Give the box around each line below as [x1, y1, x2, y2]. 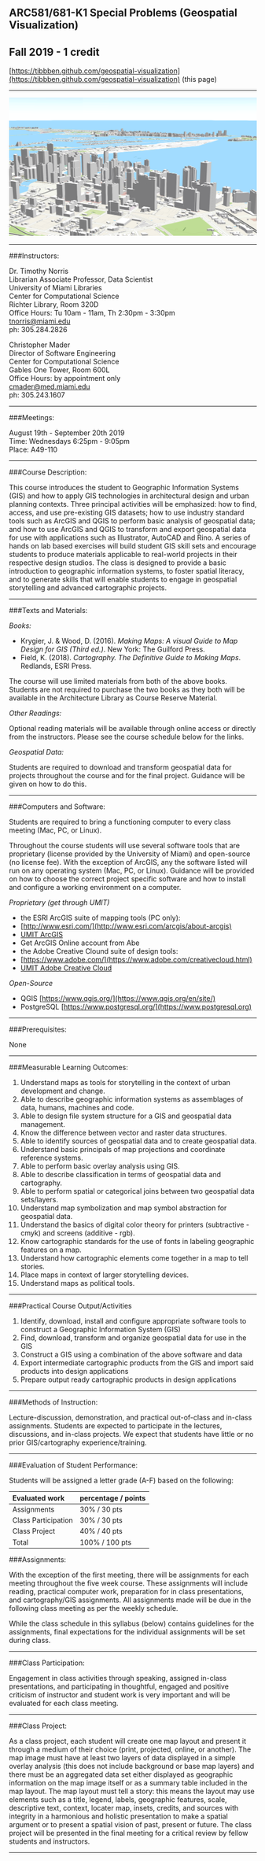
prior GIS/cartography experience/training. [9, 1438, 148, 1447]
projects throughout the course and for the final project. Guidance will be [9, 771, 245, 781]
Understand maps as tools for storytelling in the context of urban [20, 1078, 231, 1087]
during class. [9, 1636, 51, 1645]
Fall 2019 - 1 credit [9, 45, 100, 58]
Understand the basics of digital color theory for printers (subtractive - [20, 1220, 250, 1230]
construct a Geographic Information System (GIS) [20, 1325, 182, 1335]
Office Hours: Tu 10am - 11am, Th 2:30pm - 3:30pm [9, 308, 175, 318]
